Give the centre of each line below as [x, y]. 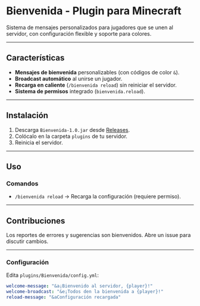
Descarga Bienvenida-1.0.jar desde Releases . [72, 130]
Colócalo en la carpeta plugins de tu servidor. [71, 136]
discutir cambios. [27, 241]
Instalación [27, 116]
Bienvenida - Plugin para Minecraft [94, 11]
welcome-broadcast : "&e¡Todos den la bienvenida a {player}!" [85, 292]
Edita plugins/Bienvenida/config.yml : [53, 275]
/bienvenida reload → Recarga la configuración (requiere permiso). [98, 197]
